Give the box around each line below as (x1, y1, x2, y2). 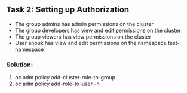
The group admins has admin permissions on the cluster (14, 20, 154, 27)
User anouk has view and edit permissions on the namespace (14, 39, 167, 46)
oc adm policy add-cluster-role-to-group (14, 74, 115, 81)
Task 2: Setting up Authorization (6, 5, 130, 15)
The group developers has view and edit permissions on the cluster (14, 27, 181, 34)
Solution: (6, 60, 33, 69)
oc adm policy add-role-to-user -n (14, 80, 100, 88)
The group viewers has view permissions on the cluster (14, 33, 151, 40)
